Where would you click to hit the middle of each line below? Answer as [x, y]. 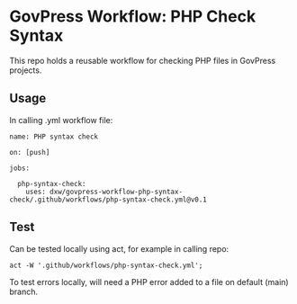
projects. [26, 70]
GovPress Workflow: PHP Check [133, 17]
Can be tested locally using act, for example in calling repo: [119, 248]
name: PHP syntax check [54, 137]
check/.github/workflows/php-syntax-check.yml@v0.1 [108, 200]
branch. [24, 291]
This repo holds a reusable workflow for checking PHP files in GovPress [143, 60]
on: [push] [30, 152]
